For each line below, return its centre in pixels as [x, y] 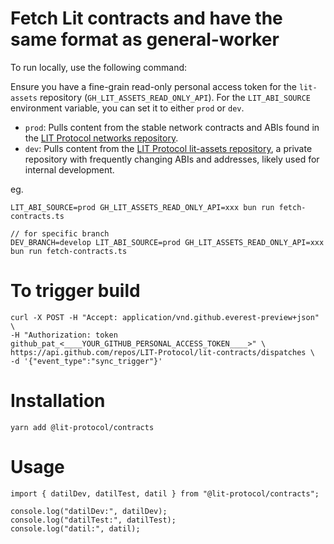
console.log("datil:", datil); [75, 528]
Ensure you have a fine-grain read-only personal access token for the [153, 86]
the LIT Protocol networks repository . [101, 138]
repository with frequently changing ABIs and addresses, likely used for [172, 159]
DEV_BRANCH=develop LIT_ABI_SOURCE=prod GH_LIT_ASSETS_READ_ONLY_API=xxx [167, 242]
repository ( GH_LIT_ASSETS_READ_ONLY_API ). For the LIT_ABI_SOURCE [175, 97]
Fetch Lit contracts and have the [146, 18]
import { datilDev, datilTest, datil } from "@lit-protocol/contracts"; [165, 493]
